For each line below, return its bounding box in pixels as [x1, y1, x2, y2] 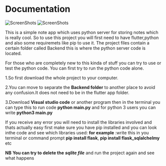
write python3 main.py [5, 110, 53, 116]
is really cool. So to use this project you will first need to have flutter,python [5, 35, 159, 41]
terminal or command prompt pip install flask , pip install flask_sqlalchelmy [5, 135, 160, 141]
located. [5, 50, 22, 56]
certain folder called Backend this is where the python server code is [5, 45, 146, 51]
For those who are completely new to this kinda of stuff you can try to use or [5, 60, 162, 66]
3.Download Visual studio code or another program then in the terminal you [5, 99, 161, 105]
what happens [5, 155, 35, 161]
